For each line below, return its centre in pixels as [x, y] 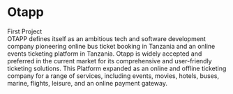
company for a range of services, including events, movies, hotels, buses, [113, 76]
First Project [25, 31]
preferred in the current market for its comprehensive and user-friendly [110, 61]
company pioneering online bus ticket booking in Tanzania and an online [111, 46]
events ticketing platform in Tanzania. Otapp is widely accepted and [105, 54]
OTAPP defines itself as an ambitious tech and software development [106, 38]
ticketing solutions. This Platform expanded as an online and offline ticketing [117, 68]
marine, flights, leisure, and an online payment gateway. [87, 83]
